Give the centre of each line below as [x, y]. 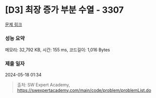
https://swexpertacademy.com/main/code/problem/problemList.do [84, 90]
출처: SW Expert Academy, [43, 85]
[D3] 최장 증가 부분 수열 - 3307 [65, 10]
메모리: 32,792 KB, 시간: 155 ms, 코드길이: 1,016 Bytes [58, 50]
